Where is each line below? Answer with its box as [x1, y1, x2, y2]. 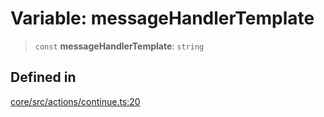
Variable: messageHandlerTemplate [10, 7, 315, 30]
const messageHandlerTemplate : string [34, 40, 205, 52]
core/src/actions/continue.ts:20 [10, 95, 141, 107]
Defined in [10, 69, 77, 86]
